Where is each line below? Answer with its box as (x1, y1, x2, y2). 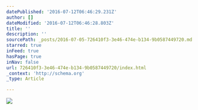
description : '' (6, 31, 47, 37)
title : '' (6, 25, 31, 32)
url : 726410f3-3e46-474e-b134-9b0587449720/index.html (6, 64, 147, 71)
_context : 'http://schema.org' (6, 70, 85, 76)
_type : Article (6, 76, 45, 82)
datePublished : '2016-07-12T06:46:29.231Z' (6, 8, 117, 15)
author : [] (6, 14, 34, 20)
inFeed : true (6, 48, 39, 54)
